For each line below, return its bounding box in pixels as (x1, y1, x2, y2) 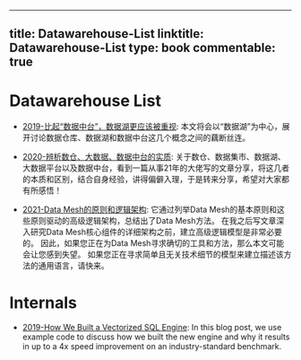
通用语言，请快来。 (38, 260, 109, 271)
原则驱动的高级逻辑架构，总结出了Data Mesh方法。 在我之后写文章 (30, 215, 277, 226)
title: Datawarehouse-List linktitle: (9, 26, 204, 41)
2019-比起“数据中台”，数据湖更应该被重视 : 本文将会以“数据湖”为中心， (21, 121, 282, 132)
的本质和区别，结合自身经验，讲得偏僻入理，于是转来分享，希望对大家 (21, 174, 282, 185)
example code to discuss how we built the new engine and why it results (21, 331, 290, 342)
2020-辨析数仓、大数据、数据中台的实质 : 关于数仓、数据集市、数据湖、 (21, 152, 286, 162)
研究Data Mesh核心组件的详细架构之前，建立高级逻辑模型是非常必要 (30, 226, 282, 238)
